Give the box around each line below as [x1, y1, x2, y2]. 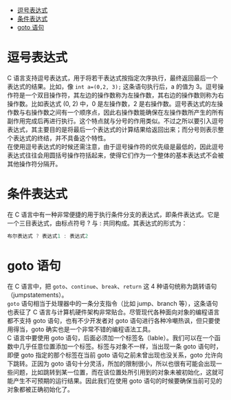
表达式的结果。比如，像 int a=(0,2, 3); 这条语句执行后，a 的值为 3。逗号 [7, 82, 218, 91]
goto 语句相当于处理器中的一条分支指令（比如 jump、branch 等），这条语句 [7, 299, 219, 307]
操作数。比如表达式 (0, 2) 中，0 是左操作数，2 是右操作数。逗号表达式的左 [7, 99, 218, 108]
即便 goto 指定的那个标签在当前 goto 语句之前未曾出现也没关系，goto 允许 [7, 351, 217, 359]
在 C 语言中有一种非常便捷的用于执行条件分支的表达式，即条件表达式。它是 [7, 210, 220, 219]
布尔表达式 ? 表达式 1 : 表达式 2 [7, 232, 89, 239]
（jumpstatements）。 [7, 291, 68, 299]
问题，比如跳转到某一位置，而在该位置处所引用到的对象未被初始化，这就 [12, 368, 218, 376]
